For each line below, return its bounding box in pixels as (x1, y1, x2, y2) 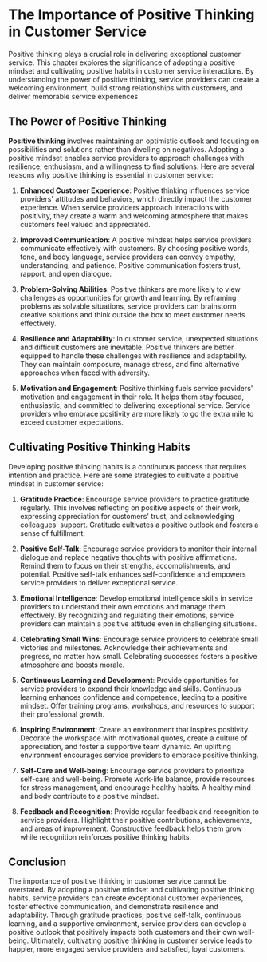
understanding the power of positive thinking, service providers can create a (8, 74, 260, 84)
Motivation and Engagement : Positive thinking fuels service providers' (19, 383, 253, 393)
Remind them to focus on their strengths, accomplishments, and (19, 561, 231, 570)
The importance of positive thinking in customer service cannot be (8, 876, 227, 886)
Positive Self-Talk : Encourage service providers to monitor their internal (19, 544, 257, 553)
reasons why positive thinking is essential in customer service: (8, 170, 214, 179)
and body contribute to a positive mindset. (19, 791, 159, 800)
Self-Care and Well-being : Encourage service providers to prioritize (19, 765, 245, 775)
